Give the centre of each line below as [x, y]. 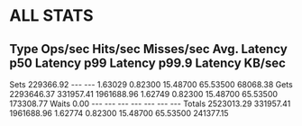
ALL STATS [51, 16]
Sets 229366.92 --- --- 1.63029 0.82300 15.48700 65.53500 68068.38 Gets [151, 85]
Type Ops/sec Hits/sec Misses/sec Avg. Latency [149, 49]
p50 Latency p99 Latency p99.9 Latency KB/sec [148, 63]
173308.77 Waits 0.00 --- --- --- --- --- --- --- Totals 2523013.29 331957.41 [150, 103]
